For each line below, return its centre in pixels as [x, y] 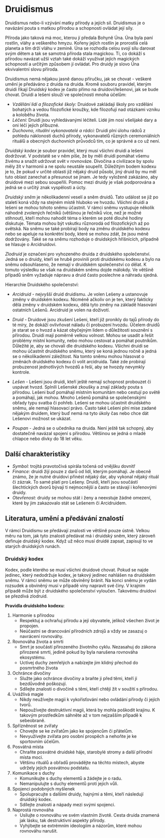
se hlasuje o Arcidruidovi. [31, 244]
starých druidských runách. [33, 546]
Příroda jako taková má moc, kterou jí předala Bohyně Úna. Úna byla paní [79, 38]
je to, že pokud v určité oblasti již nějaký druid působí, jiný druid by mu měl [81, 171]
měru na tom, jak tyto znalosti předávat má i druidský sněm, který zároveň [80, 536]
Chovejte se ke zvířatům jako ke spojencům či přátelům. [76, 731]
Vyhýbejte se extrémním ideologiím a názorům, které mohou [81, 826]
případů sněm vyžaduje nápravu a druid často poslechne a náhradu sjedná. [82, 275]
